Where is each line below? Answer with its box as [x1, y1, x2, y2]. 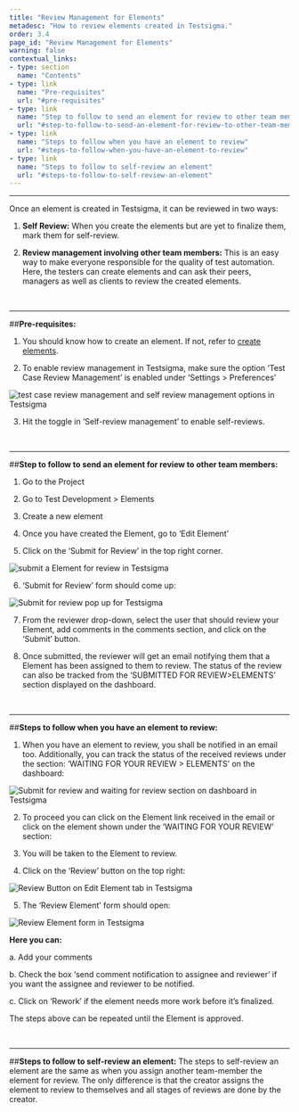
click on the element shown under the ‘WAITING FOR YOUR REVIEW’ [21, 821, 274, 832]
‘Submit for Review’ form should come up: [21, 581, 176, 591]
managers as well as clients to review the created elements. [21, 276, 242, 286]
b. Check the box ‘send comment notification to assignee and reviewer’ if [9, 969, 278, 980]
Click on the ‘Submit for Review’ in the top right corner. [21, 546, 223, 556]
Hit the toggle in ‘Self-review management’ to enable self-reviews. [21, 416, 265, 427]
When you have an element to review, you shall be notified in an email [21, 739, 279, 750]
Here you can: [9, 935, 62, 945]
